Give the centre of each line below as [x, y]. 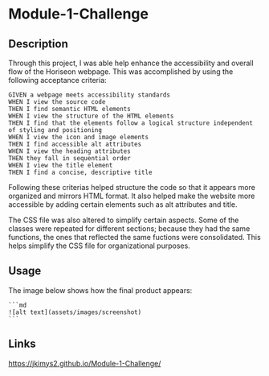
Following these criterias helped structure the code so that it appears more [132, 187]
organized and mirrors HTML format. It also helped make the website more [132, 196]
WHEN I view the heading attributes [69, 151]
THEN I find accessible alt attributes [75, 144]
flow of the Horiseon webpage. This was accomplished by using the [121, 72]
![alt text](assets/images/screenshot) [75, 312]
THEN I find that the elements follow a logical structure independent [130, 123]
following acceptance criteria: [57, 80]
